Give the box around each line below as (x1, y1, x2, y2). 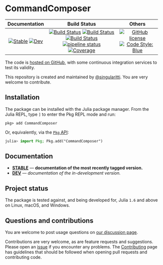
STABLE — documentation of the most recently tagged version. (12, 165, 143, 171)
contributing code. (5, 254, 42, 260)
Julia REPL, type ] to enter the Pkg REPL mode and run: (5, 111, 116, 117)
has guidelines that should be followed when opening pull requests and (5, 249, 147, 255)
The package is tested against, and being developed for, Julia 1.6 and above (5, 197, 158, 203)
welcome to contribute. (5, 79, 51, 85)
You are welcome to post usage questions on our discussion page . (5, 230, 138, 235)
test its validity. (5, 64, 35, 71)
